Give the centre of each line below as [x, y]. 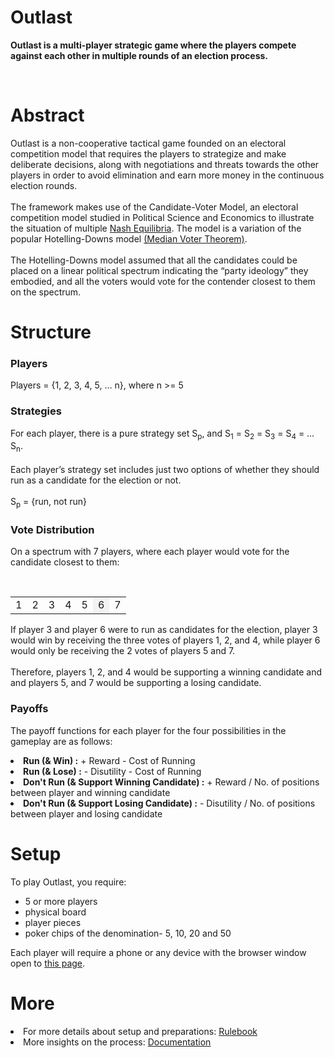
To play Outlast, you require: [68, 882]
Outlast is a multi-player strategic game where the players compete [153, 45]
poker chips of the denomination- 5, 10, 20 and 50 [128, 933]
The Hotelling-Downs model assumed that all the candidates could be [154, 260]
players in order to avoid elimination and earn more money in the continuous [167, 175]
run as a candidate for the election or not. [96, 480]
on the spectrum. [46, 292]
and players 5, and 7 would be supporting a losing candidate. [136, 683]
